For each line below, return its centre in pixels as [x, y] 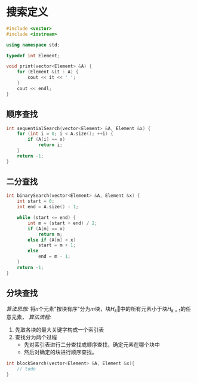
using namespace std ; [33, 45]
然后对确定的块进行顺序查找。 [60, 352]
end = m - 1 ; [54, 257]
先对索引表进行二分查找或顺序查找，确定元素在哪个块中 [92, 345]
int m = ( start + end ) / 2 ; [62, 223]
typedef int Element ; [33, 55]
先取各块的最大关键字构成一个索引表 [59, 330]
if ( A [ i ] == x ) [47, 140]
